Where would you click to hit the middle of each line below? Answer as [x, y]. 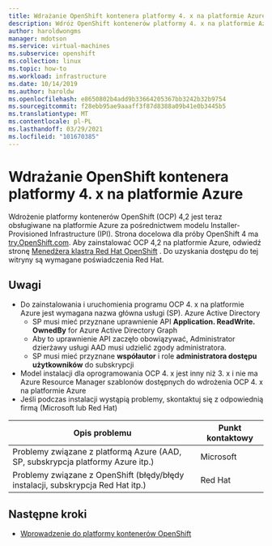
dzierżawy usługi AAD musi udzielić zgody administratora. [129, 348]
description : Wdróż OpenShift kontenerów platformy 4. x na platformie [132, 24]
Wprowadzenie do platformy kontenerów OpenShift [106, 534]
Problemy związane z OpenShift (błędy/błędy [98, 475]
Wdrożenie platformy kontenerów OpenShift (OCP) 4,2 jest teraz [115, 217]
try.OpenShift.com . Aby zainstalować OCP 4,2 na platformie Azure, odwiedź [135, 242]
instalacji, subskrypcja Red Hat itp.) [80, 485]
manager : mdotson [38, 39]
